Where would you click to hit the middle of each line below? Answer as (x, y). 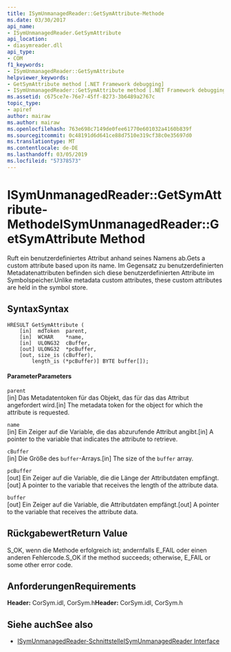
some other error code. (40, 564)
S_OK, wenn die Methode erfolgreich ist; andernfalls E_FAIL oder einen (107, 550)
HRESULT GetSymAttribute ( (46, 325)
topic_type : (24, 103)
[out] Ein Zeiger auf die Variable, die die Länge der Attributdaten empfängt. (113, 478)
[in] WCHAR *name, (52, 337)
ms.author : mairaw (33, 122)
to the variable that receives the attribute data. (73, 511)
